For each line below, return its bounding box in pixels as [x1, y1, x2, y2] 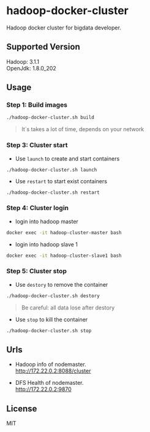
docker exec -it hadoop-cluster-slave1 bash [6, 252, 122, 259]
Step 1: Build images [6, 100, 68, 109]
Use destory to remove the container [15, 281, 108, 288]
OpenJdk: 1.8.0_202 [6, 64, 56, 72]
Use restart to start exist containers [15, 178, 107, 185]
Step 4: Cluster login [6, 203, 69, 212]
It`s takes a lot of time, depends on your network [21, 126, 144, 133]
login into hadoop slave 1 [15, 240, 78, 248]
